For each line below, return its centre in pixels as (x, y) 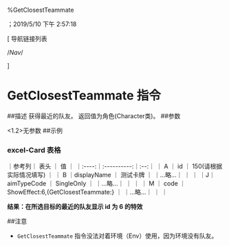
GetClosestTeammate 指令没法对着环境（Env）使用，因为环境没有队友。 (117, 236)
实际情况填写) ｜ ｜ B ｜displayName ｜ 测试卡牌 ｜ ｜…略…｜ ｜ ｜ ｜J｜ (111, 175)
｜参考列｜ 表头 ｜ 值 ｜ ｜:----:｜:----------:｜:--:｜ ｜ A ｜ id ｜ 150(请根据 (115, 166)
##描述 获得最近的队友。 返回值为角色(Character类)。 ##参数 (94, 115)
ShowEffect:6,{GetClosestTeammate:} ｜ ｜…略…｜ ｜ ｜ (87, 192)
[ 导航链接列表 (28, 38)
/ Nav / (15, 52)
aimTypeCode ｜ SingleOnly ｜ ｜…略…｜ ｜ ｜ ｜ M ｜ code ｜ (97, 183)
